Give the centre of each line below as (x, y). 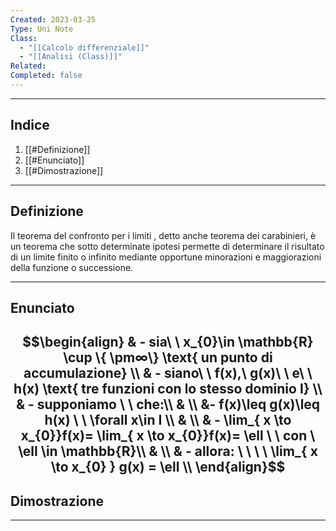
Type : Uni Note (42, 29)
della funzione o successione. (72, 267)
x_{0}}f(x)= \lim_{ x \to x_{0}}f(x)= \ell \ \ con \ (168, 436)
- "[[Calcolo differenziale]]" (84, 47)
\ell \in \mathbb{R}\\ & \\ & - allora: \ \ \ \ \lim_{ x (168, 451)
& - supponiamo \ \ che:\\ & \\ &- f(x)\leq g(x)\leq (168, 404)
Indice (30, 125)
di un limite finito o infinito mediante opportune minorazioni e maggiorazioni (166, 257)
